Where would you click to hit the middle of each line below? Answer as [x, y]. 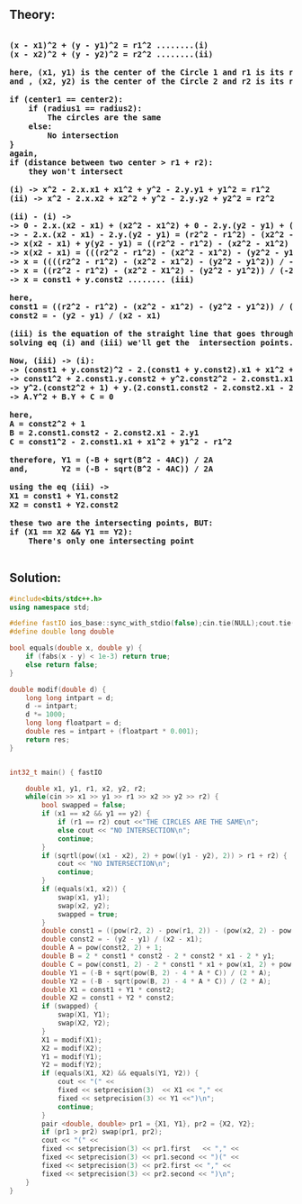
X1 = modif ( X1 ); [72, 1040]
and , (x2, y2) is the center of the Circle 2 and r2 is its [147, 81]
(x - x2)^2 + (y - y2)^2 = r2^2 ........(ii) [111, 54]
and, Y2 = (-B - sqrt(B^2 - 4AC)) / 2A [111, 469]
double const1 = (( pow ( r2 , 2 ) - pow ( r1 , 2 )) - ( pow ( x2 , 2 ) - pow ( [169, 931]
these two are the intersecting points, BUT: [111, 523]
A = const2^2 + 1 [47, 424]
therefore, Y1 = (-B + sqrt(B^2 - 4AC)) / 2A [111, 460]
